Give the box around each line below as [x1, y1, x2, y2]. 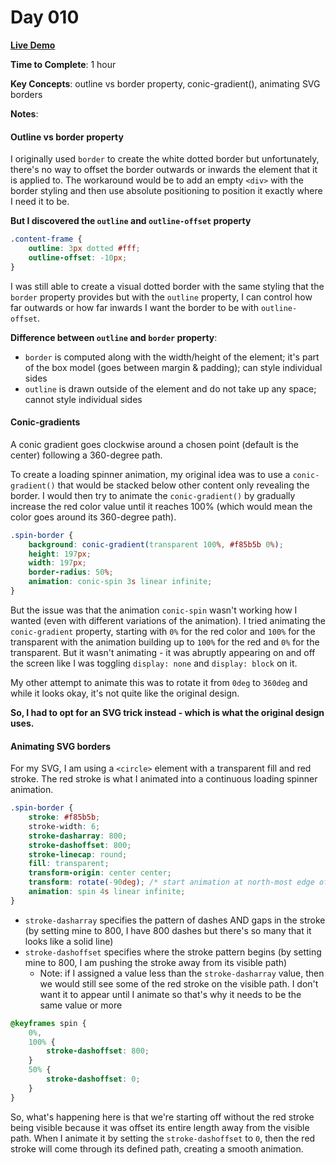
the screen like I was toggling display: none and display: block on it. [10, 657, 298, 669]
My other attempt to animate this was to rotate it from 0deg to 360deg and [10, 676, 308, 688]
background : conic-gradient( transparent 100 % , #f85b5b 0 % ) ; [28, 539, 284, 550]
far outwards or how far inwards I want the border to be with [10, 301, 259, 313]
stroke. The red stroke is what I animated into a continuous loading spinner [10, 773, 318, 785]
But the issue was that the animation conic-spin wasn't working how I [10, 604, 298, 616]
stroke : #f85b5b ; [28, 812, 101, 823]
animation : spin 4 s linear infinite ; [28, 887, 186, 897]
